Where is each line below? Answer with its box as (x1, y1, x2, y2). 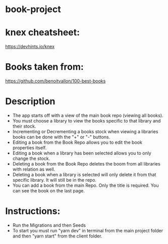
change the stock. (12, 155, 50, 161)
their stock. (12, 123, 36, 129)
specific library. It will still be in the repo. (12, 177, 97, 183)
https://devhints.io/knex (5, 44, 55, 50)
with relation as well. (12, 166, 55, 172)
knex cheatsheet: (5, 27, 80, 38)
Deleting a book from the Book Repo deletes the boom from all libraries (12, 161, 160, 167)
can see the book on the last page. (12, 188, 85, 193)
